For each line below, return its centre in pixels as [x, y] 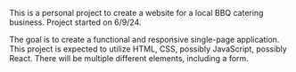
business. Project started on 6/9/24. [75, 22]
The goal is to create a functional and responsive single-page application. [144, 40]
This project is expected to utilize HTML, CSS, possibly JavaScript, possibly [148, 49]
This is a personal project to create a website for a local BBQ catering [136, 13]
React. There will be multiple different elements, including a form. [129, 58]
